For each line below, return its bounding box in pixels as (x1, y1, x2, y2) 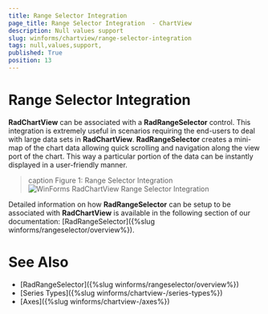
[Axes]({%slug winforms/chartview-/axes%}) (19, 296, 170, 306)
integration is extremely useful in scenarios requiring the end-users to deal (8, 126, 255, 135)
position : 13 (8, 57, 52, 65)
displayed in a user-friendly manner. (8, 159, 128, 169)
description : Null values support (8, 26, 124, 34)
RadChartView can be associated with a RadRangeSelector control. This (8, 117, 251, 127)
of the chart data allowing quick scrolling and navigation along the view (24, 143, 261, 152)
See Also (8, 253, 69, 271)
